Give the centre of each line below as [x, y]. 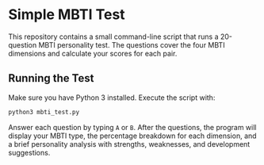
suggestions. [29, 152]
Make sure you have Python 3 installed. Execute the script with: [112, 98]
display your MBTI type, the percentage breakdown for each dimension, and [132, 136]
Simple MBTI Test [67, 15]
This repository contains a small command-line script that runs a [114, 36]
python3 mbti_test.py [44, 112]
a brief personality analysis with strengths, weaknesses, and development [129, 144]
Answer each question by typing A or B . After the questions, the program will [132, 127]
